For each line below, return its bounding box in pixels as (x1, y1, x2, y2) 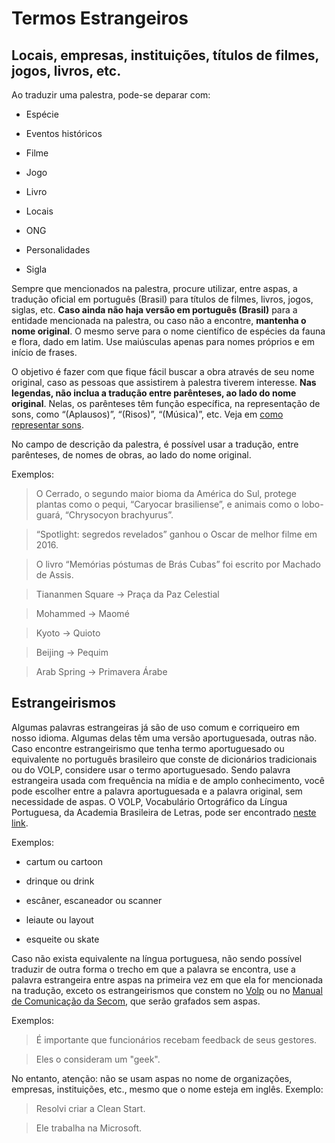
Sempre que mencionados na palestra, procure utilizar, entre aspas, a (11, 283, 298, 294)
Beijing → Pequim (35, 647, 109, 658)
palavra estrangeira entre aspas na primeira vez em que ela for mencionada (11, 973, 324, 986)
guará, (35, 509, 63, 521)
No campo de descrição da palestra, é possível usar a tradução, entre (11, 438, 299, 450)
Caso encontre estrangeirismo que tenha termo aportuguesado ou (11, 742, 285, 754)
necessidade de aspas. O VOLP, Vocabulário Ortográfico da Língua (11, 795, 288, 807)
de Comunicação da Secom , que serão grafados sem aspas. (11, 995, 261, 1007)
